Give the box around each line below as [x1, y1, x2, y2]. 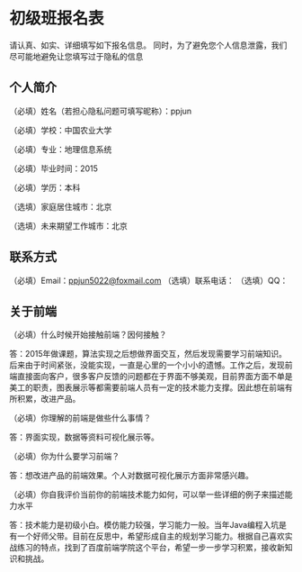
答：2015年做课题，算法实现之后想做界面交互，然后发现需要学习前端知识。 [9, 349, 288, 359]
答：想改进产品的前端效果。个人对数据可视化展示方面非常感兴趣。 [9, 470, 253, 481]
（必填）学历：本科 [9, 182, 81, 193]
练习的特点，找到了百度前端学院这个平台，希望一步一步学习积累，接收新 [16, 542, 285, 553]
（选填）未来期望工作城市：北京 [9, 220, 128, 231]
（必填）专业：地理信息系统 [9, 143, 112, 154]
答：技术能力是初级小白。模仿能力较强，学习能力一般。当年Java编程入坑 [9, 520, 280, 531]
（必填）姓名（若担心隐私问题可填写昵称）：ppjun [9, 105, 192, 116]
